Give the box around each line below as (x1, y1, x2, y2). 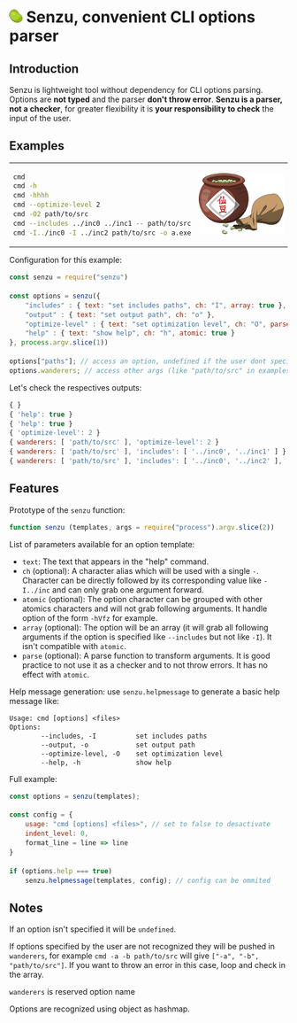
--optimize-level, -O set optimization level (41, 749, 224, 758)
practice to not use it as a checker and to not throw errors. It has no (21, 659, 268, 670)
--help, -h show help (41, 758, 172, 767)
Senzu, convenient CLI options (26, 7, 256, 27)
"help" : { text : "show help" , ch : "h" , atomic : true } (25, 329, 236, 338)
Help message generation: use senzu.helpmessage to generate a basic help (9, 686, 280, 697)
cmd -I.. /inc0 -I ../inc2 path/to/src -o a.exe (12, 229, 192, 237)
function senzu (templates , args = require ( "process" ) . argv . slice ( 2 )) (9, 523, 275, 531)
